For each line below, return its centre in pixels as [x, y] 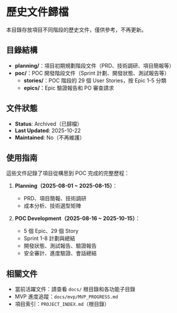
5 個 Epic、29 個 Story [51, 231]
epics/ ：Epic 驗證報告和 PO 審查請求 [69, 88]
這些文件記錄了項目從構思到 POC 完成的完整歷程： [68, 173]
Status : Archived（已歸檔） [48, 124]
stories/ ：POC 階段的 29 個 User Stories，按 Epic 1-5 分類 [95, 80]
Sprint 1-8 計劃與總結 [49, 238]
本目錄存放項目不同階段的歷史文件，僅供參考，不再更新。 [76, 30]
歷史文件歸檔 [38, 12]
